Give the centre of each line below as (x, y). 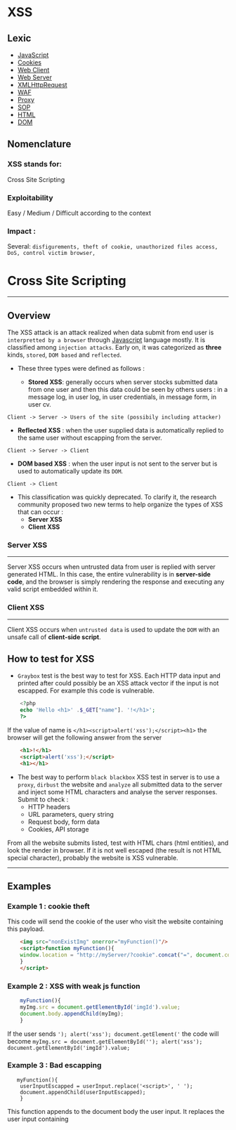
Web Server (35, 77)
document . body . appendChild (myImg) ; (72, 1013)
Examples (29, 887)
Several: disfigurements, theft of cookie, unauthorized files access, (113, 247)
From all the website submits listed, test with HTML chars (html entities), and (118, 843)
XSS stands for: (34, 164)
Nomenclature (39, 144)
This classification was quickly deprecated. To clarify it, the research (117, 497)
